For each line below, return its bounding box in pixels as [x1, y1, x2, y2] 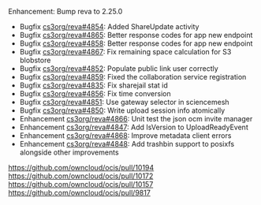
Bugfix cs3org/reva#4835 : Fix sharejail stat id [19, 80, 168, 90]
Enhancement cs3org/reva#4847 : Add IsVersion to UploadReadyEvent [19, 122, 248, 132]
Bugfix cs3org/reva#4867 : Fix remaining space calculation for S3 [19, 47, 232, 56]
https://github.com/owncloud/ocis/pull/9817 [8, 188, 151, 197]
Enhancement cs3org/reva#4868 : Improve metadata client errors [19, 131, 232, 140]
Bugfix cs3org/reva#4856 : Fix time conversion [19, 89, 171, 98]
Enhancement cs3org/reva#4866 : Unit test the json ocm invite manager [19, 114, 253, 123]
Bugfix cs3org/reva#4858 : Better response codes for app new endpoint [19, 39, 253, 48]
